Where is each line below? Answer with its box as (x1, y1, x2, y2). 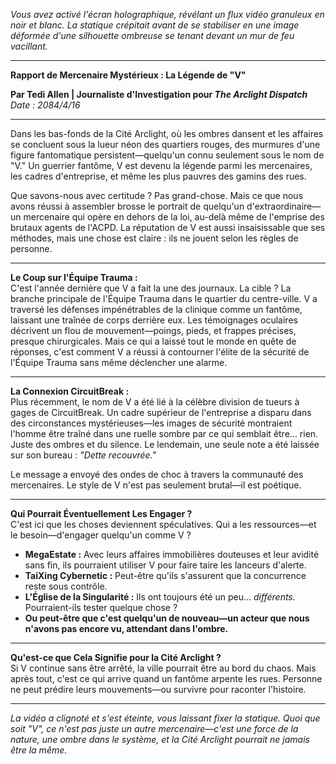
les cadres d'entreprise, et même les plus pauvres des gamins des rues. (10, 170, 307, 182)
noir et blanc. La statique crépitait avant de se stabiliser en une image (10, 19, 300, 31)
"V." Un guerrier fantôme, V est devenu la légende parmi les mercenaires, (10, 160, 313, 171)
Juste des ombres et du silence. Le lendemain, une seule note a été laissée (10, 439, 320, 450)
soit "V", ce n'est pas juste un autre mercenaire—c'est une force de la (10, 723, 299, 734)
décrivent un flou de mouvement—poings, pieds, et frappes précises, (10, 325, 297, 336)
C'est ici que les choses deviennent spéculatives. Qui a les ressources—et (10, 519, 317, 530)
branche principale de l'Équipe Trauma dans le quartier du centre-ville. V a (10, 293, 318, 304)
